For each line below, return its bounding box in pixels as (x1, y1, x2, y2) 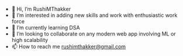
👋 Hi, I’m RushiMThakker (11, 6, 71, 12)
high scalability (11, 37, 49, 43)
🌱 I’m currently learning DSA (11, 24, 80, 31)
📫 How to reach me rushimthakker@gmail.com (11, 43, 126, 50)
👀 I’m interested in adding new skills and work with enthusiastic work (11, 12, 178, 19)
